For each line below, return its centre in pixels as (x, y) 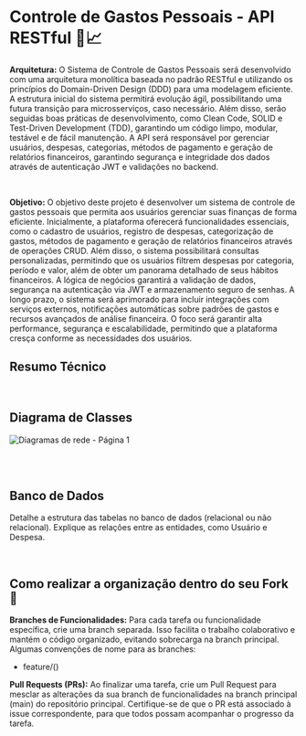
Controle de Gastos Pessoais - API (142, 17)
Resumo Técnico (58, 367)
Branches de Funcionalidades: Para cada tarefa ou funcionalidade (136, 620)
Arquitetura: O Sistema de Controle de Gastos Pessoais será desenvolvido (150, 69)
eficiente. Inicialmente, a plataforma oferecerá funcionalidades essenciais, (149, 221)
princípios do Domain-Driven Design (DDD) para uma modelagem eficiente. (152, 89)
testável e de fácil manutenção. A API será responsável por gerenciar (139, 137)
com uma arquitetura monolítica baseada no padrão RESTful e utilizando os (152, 79)
